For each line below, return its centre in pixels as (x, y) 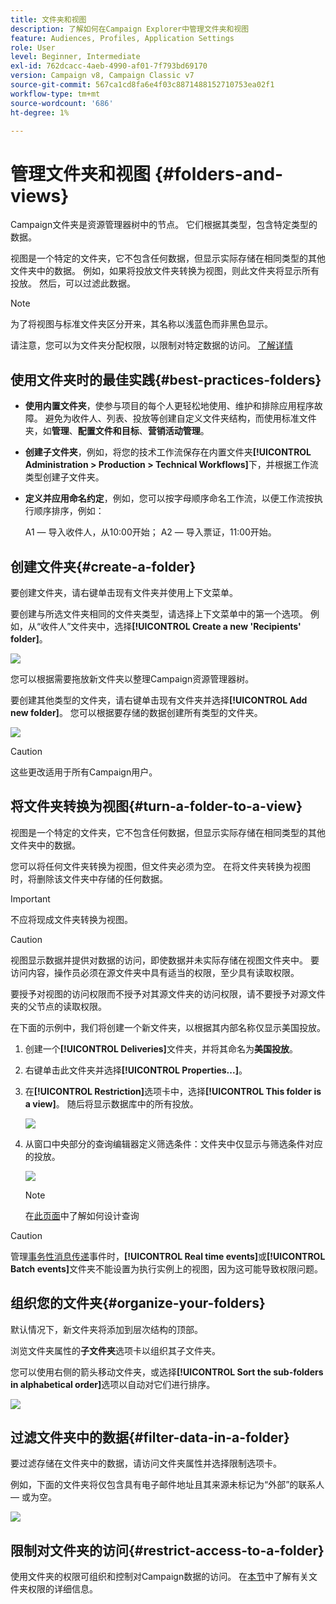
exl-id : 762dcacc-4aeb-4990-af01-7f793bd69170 (109, 66)
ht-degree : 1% (40, 112)
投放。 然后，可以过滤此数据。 (73, 283)
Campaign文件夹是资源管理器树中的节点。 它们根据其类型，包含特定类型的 (164, 225)
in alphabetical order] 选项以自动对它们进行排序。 (113, 1384)
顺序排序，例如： (69, 511)
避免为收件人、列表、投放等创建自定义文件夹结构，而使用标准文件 (180, 418)
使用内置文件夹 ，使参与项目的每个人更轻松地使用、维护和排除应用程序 (169, 406)
